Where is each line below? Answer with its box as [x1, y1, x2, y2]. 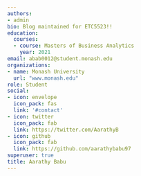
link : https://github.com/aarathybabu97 [13, 146, 131, 152]
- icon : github [7, 132, 51, 139]
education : [7, 29, 39, 37]
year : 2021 [19, 49, 51, 56]
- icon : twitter [7, 113, 54, 120]
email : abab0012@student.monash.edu [7, 55, 113, 62]
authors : [7, 10, 32, 17]
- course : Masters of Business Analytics [13, 42, 135, 49]
